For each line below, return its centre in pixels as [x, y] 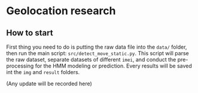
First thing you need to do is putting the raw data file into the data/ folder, [97, 47]
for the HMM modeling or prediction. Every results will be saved [114, 66]
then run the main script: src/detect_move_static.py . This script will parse [98, 53]
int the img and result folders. [43, 72]
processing [20, 66]
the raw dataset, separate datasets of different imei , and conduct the [91, 60]
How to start [30, 33]
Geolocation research [61, 11]
